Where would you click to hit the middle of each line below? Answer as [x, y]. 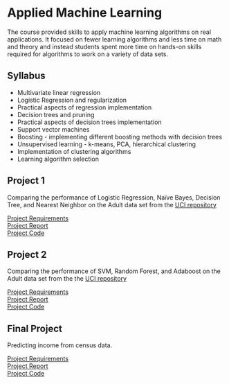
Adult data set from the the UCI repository [67, 279]
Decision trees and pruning [56, 114]
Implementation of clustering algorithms [74, 151]
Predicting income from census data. [60, 345]
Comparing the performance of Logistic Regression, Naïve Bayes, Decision [114, 197]
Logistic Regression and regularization [72, 100]
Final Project [35, 328]
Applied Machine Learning [85, 13]
